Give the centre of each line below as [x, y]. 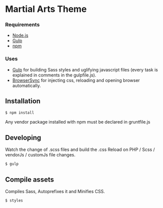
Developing [23, 138]
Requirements [23, 25]
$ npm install [20, 113]
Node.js [20, 35]
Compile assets [30, 179]
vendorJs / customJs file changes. [40, 155]
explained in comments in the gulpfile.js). [54, 75]
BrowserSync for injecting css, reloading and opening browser [76, 80]
